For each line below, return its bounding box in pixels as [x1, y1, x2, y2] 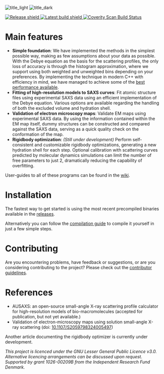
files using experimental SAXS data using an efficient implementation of [12, 94, 157, 100]
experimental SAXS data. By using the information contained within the [12, 116, 155, 122]
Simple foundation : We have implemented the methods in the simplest [12, 47, 155, 54]
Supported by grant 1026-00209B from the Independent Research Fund [5, 359, 150, 365]
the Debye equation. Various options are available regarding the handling [12, 100, 160, 106]
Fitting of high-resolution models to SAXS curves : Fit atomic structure [12, 89, 156, 95]
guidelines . [5, 270, 27, 276]
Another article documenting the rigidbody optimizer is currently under [5, 334, 148, 340]
